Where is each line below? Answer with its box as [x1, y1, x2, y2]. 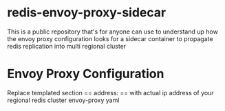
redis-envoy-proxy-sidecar [7, 5, 167, 21]
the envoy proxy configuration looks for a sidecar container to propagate [7, 34, 213, 42]
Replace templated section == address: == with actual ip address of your [7, 88, 215, 97]
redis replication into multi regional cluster [7, 42, 127, 50]
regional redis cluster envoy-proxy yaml [7, 96, 120, 104]
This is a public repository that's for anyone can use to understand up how [7, 27, 218, 36]
